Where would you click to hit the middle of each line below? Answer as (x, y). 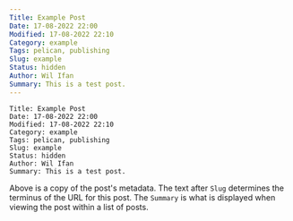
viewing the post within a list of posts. (79, 207)
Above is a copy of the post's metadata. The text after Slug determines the (147, 188)
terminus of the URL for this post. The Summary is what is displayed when (142, 197)
